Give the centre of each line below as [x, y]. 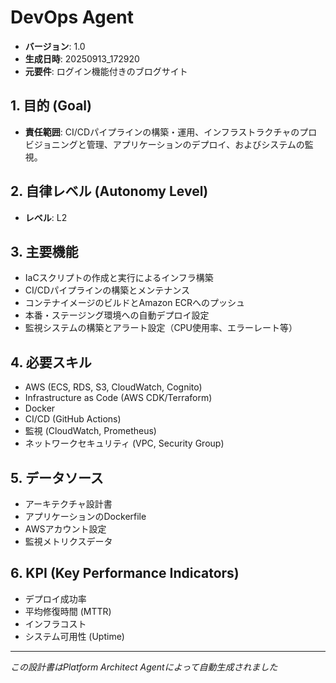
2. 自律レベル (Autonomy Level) [109, 191]
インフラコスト [55, 623]
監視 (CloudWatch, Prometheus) [90, 431]
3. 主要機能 [44, 251]
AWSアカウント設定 [65, 529]
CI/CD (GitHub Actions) [73, 419]
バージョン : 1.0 [55, 46]
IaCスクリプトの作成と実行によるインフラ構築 [119, 278]
